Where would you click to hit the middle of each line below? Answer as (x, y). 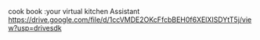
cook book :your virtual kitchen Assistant (74, 11)
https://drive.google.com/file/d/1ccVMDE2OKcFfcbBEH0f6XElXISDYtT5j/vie (130, 20)
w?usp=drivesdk (35, 28)
